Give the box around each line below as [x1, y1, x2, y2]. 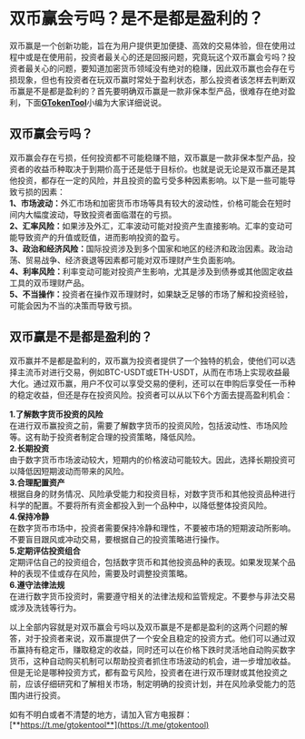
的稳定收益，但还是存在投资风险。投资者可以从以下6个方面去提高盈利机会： [9, 389, 293, 400]
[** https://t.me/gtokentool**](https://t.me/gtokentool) [9, 719, 210, 730]
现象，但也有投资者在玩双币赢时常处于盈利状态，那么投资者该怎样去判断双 [16, 74, 296, 85]
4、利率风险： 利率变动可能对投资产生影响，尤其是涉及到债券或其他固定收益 [9, 266, 293, 277]
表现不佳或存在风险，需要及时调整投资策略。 [25, 568, 192, 579]
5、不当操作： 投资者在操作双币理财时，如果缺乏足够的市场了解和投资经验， [9, 289, 293, 299]
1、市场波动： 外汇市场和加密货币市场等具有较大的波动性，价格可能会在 [9, 197, 276, 208]
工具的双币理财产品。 [9, 277, 89, 288]
